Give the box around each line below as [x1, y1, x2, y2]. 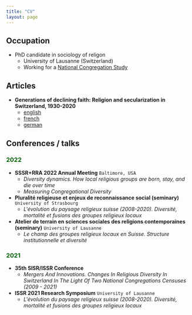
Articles [6, 80, 36, 91]
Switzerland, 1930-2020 [14, 103, 76, 110]
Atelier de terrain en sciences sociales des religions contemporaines [14, 218, 186, 225]
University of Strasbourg [14, 200, 78, 206]
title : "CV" [6, 8, 35, 15]
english [23, 109, 42, 116]
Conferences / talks [6, 138, 80, 148]
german [23, 121, 43, 128]
